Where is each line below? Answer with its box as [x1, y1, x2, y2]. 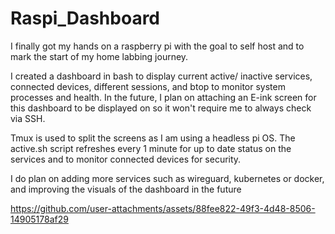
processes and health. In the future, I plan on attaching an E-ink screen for [10, 91, 317, 103]
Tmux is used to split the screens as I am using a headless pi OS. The [10, 132, 296, 144]
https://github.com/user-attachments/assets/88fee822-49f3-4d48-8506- [10, 202, 316, 214]
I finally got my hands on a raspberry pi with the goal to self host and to [10, 40, 305, 52]
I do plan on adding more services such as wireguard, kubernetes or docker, [10, 172, 325, 184]
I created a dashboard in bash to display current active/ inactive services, [10, 70, 313, 82]
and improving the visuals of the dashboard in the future [10, 183, 242, 195]
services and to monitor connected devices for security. [10, 153, 242, 165]
